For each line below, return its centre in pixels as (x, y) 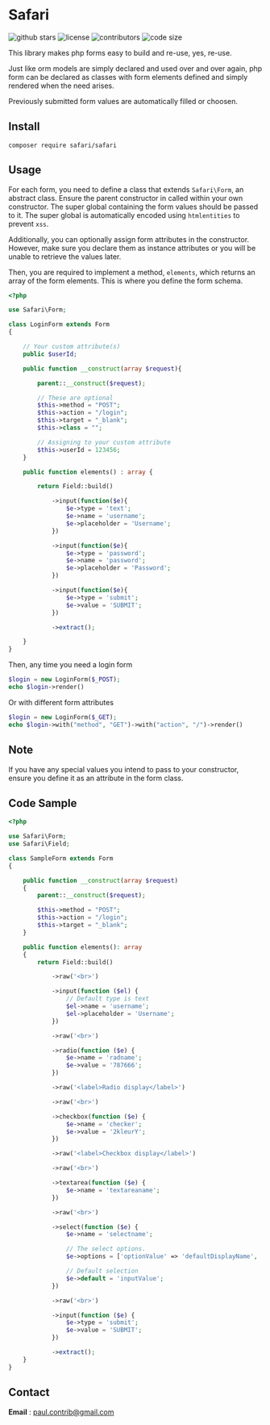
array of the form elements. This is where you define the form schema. (126, 281)
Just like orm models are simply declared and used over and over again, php (135, 68)
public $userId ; (50, 354)
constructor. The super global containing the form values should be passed (133, 207)
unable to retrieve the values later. (65, 257)
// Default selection (102, 1271)
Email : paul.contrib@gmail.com (61, 1412)
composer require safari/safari (62, 145)
